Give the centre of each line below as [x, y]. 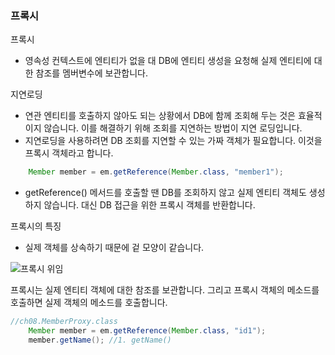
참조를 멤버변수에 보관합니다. [91, 73]
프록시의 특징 [36, 226]
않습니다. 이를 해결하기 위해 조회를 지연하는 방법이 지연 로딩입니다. [173, 128]
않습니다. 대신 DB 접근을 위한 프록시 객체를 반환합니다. [149, 205]
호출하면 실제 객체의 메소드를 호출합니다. [89, 303]
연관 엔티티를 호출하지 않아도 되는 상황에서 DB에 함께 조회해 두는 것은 [160, 116]
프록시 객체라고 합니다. [69, 153]
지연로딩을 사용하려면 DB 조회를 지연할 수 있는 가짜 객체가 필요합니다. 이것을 [173, 141]
